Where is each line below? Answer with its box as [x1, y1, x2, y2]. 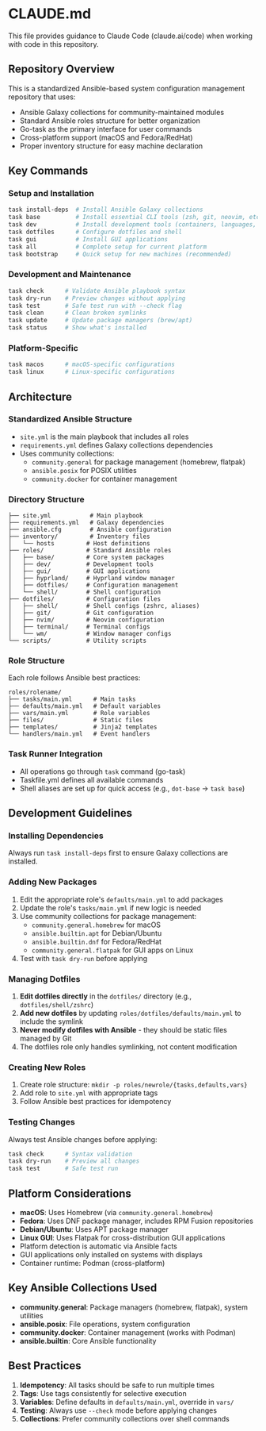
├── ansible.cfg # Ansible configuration [8, 525, 172, 534]
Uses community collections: [19, 448, 115, 458]
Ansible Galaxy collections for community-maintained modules [19, 107, 224, 117]
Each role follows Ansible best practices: [8, 673, 141, 683]
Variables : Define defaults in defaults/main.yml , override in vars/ [19, 1397, 234, 1406]
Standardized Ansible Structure [8, 414, 132, 425]
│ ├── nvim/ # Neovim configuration [8, 616, 165, 624]
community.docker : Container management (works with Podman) [19, 1327, 236, 1337]
